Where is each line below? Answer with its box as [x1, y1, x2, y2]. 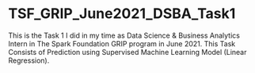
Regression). [8, 56, 50, 65]
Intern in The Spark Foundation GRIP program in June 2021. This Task [8, 38, 236, 48]
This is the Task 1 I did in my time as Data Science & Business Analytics [8, 31, 240, 40]
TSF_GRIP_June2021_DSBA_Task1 [8, 5, 236, 23]
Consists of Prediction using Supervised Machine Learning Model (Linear [8, 47, 247, 57]
